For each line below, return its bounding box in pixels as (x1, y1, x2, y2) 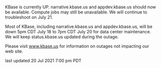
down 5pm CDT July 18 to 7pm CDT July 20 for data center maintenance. (5, 29, 151, 34)
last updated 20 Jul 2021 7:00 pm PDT (5, 58, 81, 63)
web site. (5, 48, 23, 54)
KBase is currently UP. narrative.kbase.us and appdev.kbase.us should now (5, 4, 156, 10)
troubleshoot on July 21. (5, 14, 53, 20)
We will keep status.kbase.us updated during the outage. (5, 34, 119, 40)
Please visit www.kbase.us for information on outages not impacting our (5, 43, 149, 49)
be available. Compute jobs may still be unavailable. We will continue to (5, 9, 147, 15)
